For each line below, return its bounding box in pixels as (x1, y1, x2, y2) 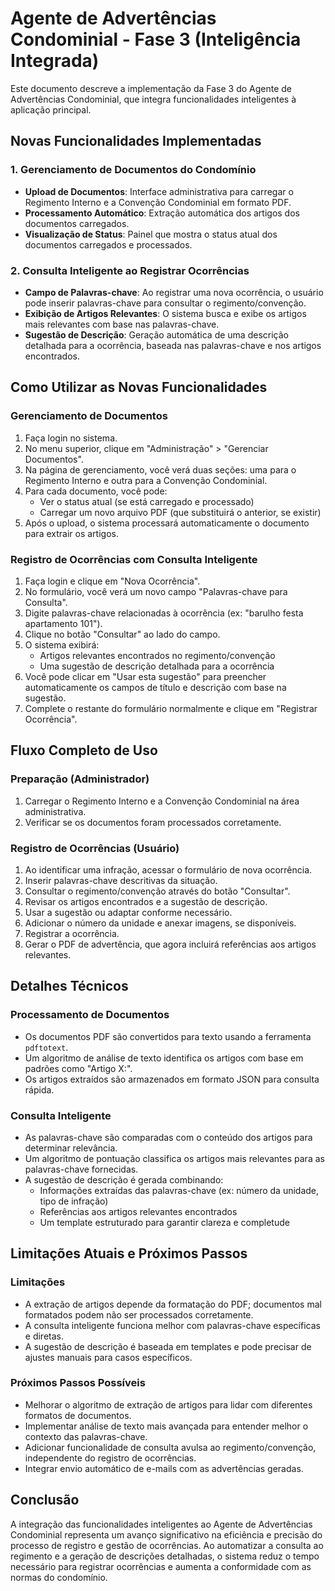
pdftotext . (24, 1041, 69, 1053)
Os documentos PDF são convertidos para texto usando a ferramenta (24, 1030, 312, 1042)
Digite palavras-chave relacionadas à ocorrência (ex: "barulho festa (24, 607, 304, 619)
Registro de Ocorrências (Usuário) (10, 841, 180, 855)
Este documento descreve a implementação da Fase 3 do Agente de (10, 82, 293, 94)
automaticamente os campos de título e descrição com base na (24, 681, 287, 693)
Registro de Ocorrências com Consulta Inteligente (10, 552, 258, 566)
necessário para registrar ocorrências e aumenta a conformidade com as (10, 1560, 312, 1572)
